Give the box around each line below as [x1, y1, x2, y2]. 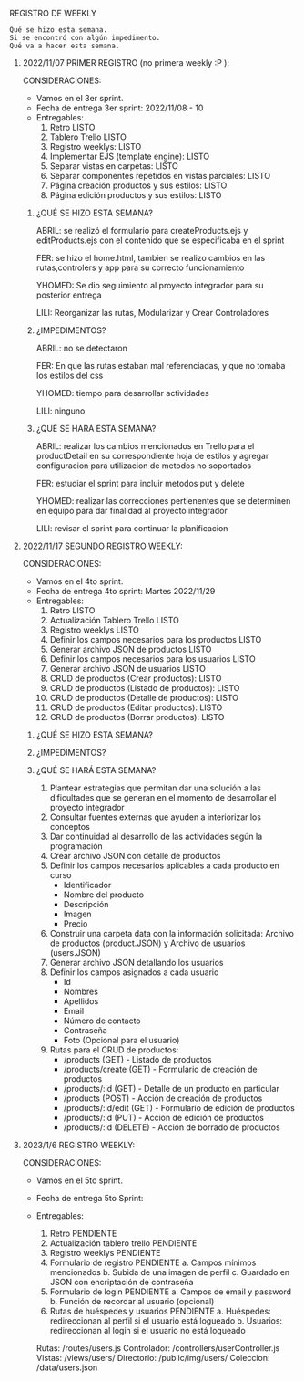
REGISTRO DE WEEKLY [9, 8, 97, 18]
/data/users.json [35, 1362, 98, 1373]
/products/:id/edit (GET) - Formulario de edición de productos [63, 1103, 296, 1113]
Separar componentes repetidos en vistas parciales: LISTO [49, 171, 271, 181]
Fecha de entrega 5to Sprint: [35, 1193, 144, 1203]
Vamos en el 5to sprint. [35, 1175, 123, 1186]
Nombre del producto [63, 889, 144, 900]
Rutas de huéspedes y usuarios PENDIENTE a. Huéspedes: [49, 1305, 271, 1316]
